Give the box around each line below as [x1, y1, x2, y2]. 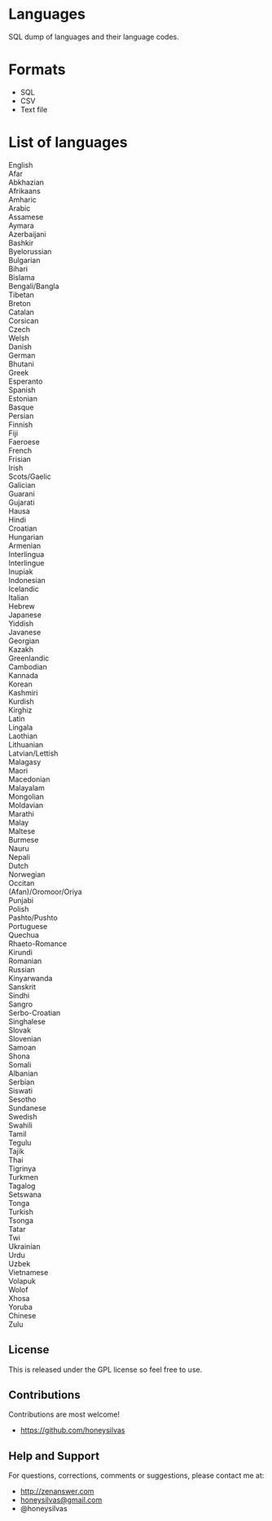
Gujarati [8, 498, 35, 507]
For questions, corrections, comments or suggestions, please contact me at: [8, 1471, 265, 1480]
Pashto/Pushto [8, 913, 59, 923]
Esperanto [8, 376, 43, 386]
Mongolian [8, 791, 45, 801]
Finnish [8, 419, 33, 429]
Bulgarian [8, 255, 41, 265]
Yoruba [8, 1302, 33, 1312]
